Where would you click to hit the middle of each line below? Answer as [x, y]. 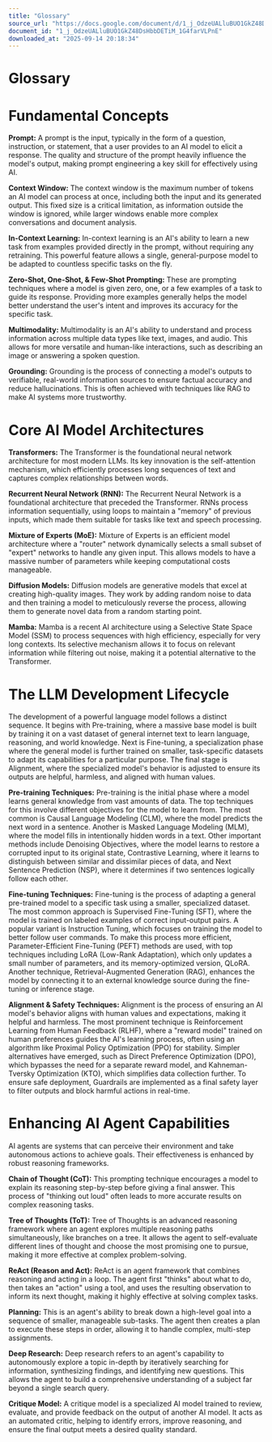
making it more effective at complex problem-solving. [98, 1255]
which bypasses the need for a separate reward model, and [108, 1065]
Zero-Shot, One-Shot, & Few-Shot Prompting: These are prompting [123, 279]
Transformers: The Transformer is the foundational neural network [120, 452]
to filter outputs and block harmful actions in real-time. [99, 1091]
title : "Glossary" [39, 16]
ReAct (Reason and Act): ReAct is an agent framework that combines [124, 1271]
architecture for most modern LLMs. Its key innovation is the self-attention [132, 461]
